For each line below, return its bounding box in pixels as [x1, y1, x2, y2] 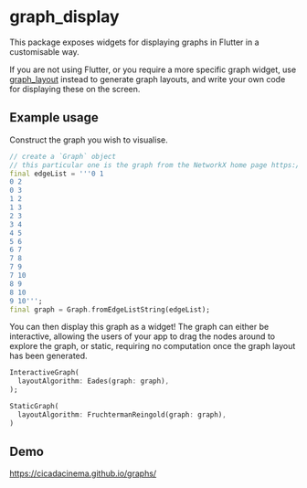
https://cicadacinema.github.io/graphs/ [9, 468, 157, 479]
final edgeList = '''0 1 [9, 169, 104, 178]
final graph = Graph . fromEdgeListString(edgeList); [9, 304, 210, 314]
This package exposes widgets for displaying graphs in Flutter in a [9, 37, 259, 48]
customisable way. [9, 46, 79, 57]
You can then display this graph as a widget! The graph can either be [9, 322, 270, 333]
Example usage [9, 110, 99, 125]
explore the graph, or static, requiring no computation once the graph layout [9, 341, 296, 352]
